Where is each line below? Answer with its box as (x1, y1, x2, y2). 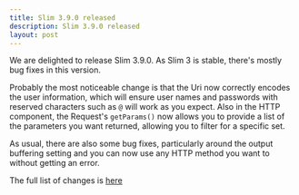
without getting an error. (9, 158, 100, 169)
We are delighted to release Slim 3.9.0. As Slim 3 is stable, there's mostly (9, 55, 283, 66)
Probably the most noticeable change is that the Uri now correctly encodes (9, 83, 291, 93)
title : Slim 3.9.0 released (9, 13, 116, 23)
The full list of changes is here (9, 175, 123, 186)
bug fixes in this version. (9, 64, 102, 75)
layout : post (9, 30, 59, 39)
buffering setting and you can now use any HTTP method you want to (9, 148, 270, 159)
